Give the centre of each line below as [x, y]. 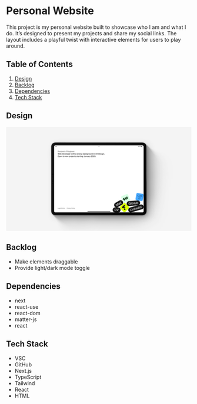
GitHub [23, 364]
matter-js [26, 319]
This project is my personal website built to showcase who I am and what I [96, 27]
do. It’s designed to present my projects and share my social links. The [91, 33]
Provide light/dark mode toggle [52, 268]
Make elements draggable [46, 261]
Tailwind [25, 383]
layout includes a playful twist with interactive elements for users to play [94, 39]
